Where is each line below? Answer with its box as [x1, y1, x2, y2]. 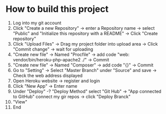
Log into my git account [12, 20, 62, 26]
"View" [12, 99, 28, 105]
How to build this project [5, 3, 109, 15]
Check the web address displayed [12, 72, 83, 78]
